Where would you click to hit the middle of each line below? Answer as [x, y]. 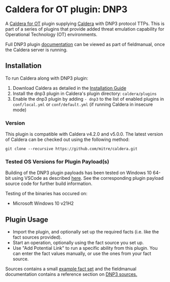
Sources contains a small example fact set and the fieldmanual [71, 269]
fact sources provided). [37, 237]
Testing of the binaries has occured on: [46, 194]
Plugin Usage [27, 219]
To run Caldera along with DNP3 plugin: [47, 78]
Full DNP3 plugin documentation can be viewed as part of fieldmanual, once [85, 44]
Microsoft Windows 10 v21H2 [43, 203]
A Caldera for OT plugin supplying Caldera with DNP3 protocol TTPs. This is [85, 24]
